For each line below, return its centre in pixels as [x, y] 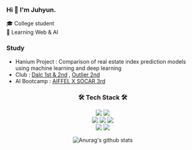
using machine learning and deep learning [68, 68]
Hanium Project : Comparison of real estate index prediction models [101, 61]
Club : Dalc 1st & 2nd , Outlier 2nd [57, 74]
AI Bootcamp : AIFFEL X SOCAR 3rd [60, 81]
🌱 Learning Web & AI [32, 32]
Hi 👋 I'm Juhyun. [31, 10]
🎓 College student [30, 23]
